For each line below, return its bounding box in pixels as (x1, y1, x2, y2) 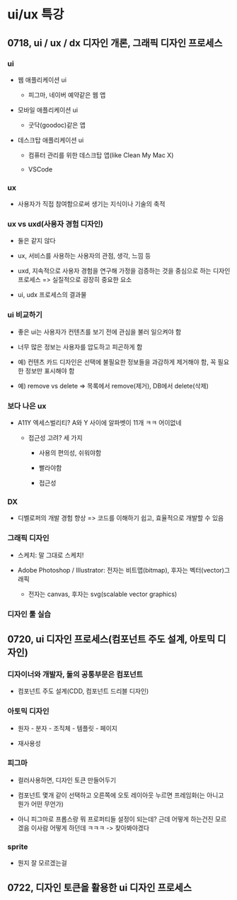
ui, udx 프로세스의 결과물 (17, 291, 87, 299)
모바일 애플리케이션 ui (17, 106, 79, 114)
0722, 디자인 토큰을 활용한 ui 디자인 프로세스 (7, 882, 192, 894)
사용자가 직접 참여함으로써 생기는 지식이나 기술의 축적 (17, 200, 166, 208)
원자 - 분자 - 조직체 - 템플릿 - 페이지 (17, 724, 118, 732)
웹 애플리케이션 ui (17, 75, 67, 84)
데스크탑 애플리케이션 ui (17, 135, 84, 144)
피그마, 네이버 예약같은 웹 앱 (28, 90, 106, 99)
